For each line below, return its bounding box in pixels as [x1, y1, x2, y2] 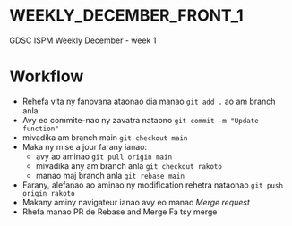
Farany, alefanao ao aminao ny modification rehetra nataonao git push [21, 180, 284, 190]
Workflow [9, 66, 84, 87]
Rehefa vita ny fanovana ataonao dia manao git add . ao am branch [21, 96, 276, 106]
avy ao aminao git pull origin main [35, 151, 173, 162]
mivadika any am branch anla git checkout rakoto [35, 160, 222, 171]
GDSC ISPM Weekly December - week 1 [9, 35, 157, 46]
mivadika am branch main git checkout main [21, 131, 188, 143]
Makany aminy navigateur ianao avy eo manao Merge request [21, 197, 251, 207]
